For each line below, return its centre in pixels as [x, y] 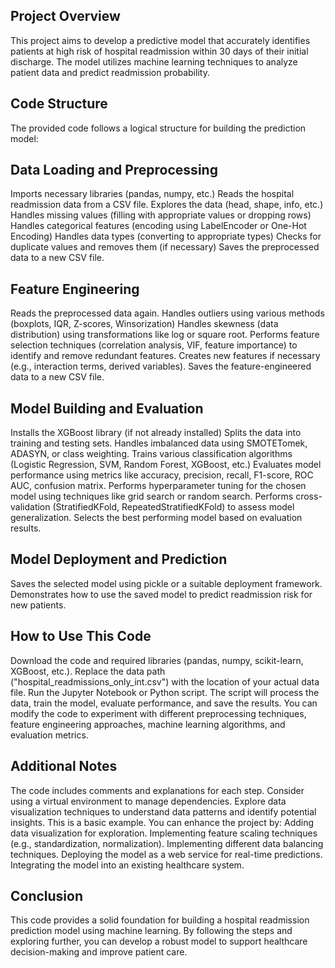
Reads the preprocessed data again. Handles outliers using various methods [167, 313]
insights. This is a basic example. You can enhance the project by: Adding [162, 822]
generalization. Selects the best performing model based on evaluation [156, 518]
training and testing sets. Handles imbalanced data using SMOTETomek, [159, 443]
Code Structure [59, 104]
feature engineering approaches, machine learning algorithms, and [148, 724]
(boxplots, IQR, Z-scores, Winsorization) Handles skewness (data [144, 324]
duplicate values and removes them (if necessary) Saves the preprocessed [165, 247]
